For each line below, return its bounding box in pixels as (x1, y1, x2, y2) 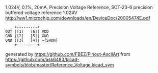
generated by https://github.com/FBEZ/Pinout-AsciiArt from (5, 51, 131, 57)
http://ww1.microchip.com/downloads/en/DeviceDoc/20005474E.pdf (5, 15, 150, 21)
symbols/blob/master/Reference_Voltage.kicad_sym (5, 62, 114, 67)
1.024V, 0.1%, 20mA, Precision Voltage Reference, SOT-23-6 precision (5, 5, 153, 10)
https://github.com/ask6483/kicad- (5, 56, 80, 62)
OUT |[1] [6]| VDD (5, 29, 49, 34)
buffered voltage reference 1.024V (5, 10, 77, 16)
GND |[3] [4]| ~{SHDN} (5, 38, 58, 43)
